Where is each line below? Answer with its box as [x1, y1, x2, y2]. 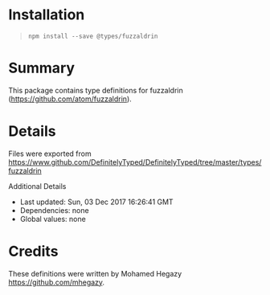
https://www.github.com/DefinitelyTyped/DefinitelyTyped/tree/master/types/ [8, 157, 262, 166]
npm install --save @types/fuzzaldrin [27, 32, 158, 40]
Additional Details [8, 181, 67, 191]
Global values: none [19, 214, 86, 223]
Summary [8, 59, 75, 77]
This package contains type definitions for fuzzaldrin [8, 85, 183, 95]
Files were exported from [8, 149, 92, 158]
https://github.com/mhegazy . [8, 277, 105, 287]
